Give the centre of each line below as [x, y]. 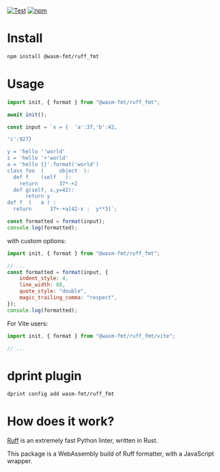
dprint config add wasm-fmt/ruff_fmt [61, 394]
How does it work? [61, 422]
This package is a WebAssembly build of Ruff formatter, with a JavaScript [111, 454]
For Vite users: [28, 323]
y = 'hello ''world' [37, 152]
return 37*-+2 [49, 184]
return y [38, 196]
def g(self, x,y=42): [44, 190]
